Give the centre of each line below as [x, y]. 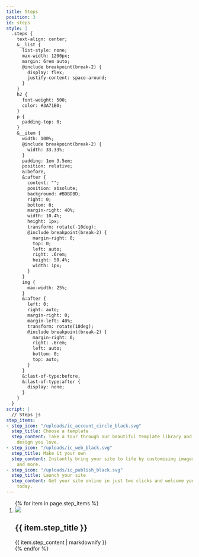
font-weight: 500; [44, 100]
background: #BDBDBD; [54, 194]
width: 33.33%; [46, 150]
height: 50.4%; [51, 260]
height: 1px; [44, 221]
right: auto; [44, 310]
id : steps [18, 23]
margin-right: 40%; [52, 211]
